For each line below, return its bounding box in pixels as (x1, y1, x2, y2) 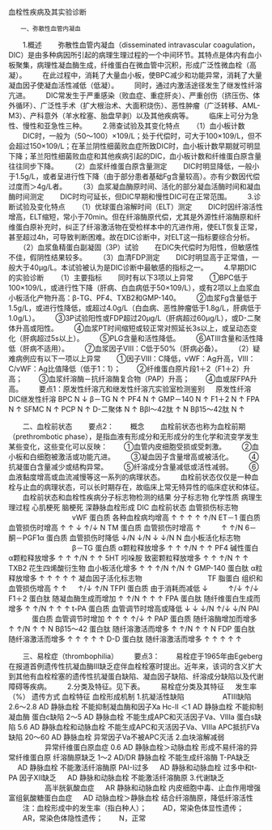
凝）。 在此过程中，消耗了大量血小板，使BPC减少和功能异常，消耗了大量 (8, 70, 263, 79)
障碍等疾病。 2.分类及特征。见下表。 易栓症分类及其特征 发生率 (8, 682, 257, 691)
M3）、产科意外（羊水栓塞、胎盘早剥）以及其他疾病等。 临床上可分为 (8, 111, 253, 120)
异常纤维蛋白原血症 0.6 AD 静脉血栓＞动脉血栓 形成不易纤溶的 (44, 743, 251, 751)
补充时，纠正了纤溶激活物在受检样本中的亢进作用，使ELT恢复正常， (36, 222, 262, 232)
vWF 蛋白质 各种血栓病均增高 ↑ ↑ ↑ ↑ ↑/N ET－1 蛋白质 (71, 513, 261, 522)
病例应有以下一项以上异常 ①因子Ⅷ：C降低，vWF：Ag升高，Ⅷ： (15, 354, 256, 363)
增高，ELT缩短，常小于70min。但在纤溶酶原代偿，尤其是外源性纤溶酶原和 (8, 212, 254, 221)
